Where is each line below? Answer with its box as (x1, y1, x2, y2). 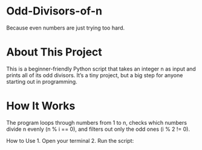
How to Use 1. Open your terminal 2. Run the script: (6, 137, 134, 144)
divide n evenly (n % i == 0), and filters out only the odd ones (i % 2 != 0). (6, 125, 191, 133)
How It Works (6, 99, 76, 113)
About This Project (6, 45, 103, 59)
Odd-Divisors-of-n (6, 4, 103, 18)
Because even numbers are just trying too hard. (6, 24, 125, 31)
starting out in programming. (6, 78, 77, 85)
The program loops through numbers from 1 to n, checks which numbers (6, 119, 187, 126)
